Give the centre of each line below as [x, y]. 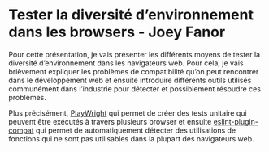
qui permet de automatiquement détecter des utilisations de [136, 130]
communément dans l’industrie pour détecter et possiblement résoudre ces [135, 89]
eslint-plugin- [236, 121]
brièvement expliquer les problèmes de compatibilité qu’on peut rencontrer [134, 71]
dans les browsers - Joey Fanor [117, 32]
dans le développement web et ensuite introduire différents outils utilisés [130, 80]
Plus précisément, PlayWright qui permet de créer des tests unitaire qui [128, 113]
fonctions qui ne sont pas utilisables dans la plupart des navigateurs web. [131, 138]
